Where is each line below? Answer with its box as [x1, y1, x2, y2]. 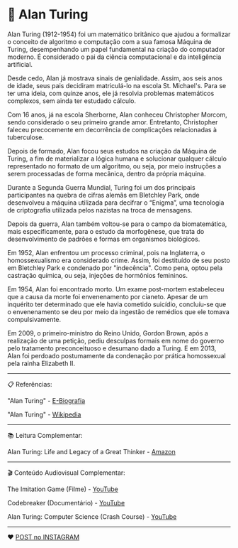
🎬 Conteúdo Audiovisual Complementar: [7, 468, 125, 477]
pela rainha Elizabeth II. [7, 359, 76, 367]
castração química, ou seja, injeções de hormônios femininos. [7, 271, 188, 279]
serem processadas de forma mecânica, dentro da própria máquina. [7, 169, 206, 178]
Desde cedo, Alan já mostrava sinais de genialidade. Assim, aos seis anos [7, 74, 223, 82]
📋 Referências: [7, 380, 52, 388]
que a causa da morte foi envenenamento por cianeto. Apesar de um [7, 292, 208, 301]
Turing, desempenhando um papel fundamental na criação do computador [7, 45, 225, 53]
